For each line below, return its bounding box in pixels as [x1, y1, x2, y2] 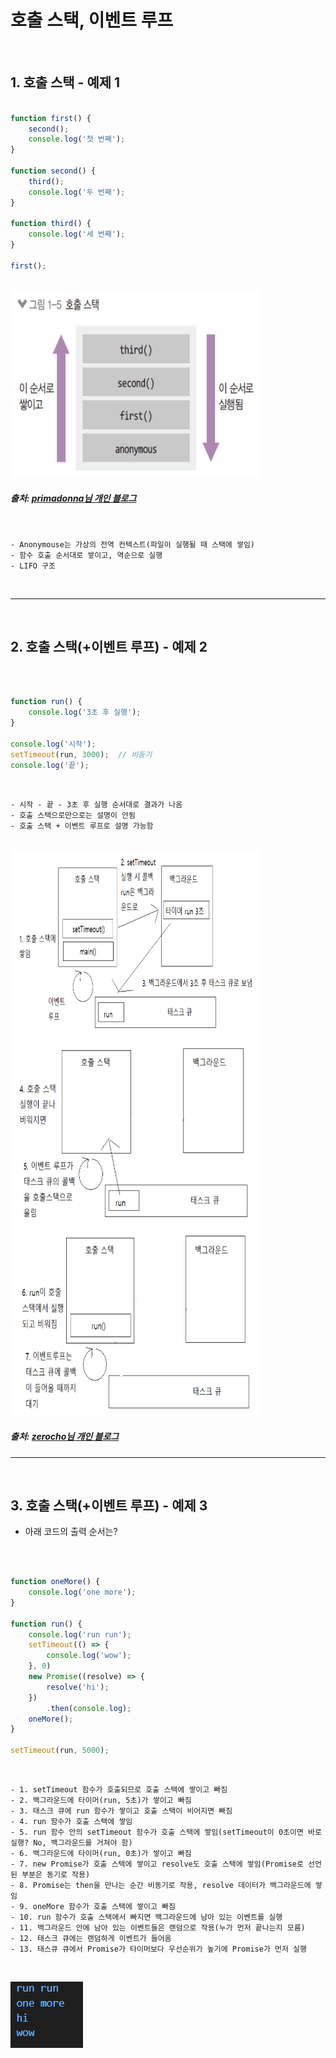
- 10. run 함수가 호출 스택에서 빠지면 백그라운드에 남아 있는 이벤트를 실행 [10, 1912, 283, 1923]
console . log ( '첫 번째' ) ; [28, 134, 126, 145]
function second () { [10, 166, 97, 176]
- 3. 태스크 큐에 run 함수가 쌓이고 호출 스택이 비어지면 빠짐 [10, 1806, 233, 1816]
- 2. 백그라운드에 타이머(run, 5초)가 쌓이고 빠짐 [10, 1796, 192, 1806]
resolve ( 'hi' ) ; [46, 1682, 110, 1692]
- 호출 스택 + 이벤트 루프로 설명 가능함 [10, 821, 154, 831]
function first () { [10, 113, 92, 123]
